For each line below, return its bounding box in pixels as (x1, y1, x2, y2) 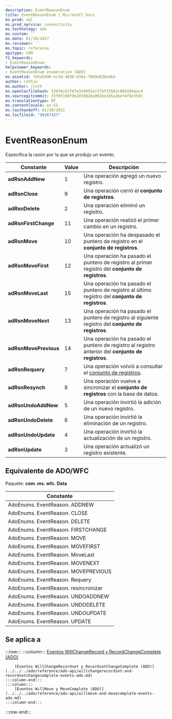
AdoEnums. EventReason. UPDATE (8, 617, 91, 625)
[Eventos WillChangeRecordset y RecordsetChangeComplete (14, 664, 139, 669)
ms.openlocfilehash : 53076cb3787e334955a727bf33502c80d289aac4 (5, 88, 143, 94)
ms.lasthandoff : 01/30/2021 (5, 108, 66, 113)
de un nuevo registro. (83, 405, 135, 412)
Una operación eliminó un (83, 202, 145, 209)
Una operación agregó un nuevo (83, 172, 161, 179)
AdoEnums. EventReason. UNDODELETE (8, 601, 106, 608)
